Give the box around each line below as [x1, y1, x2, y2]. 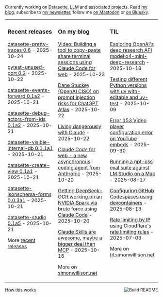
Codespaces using [110, 193, 153, 200]
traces [7, 47, 22, 53]
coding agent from [58, 164, 100, 171]
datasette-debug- [7, 109, 50, 116]
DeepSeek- [76, 187, 103, 194]
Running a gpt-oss [110, 158, 153, 165]
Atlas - [58, 106, 74, 113]
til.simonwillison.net [110, 251, 155, 258]
